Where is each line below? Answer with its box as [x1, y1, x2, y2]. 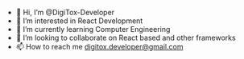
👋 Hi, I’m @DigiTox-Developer [15, 8, 115, 17]
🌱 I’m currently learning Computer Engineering [15, 25, 171, 33]
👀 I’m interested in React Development [15, 16, 143, 26]
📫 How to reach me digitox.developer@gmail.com [15, 42, 184, 51]
